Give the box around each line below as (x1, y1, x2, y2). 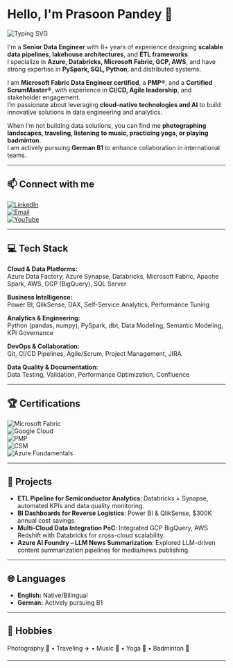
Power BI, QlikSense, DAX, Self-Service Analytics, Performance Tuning (7, 300, 210, 309)
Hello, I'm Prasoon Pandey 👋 (7, 6, 173, 22)
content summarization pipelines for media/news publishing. (17, 546, 190, 555)
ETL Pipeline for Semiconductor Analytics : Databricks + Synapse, (17, 494, 209, 503)
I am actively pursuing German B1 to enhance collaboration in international (7, 143, 221, 152)
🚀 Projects (7, 475, 53, 487)
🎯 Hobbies (7, 625, 53, 637)
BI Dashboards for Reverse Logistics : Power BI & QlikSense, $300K (17, 509, 212, 517)
